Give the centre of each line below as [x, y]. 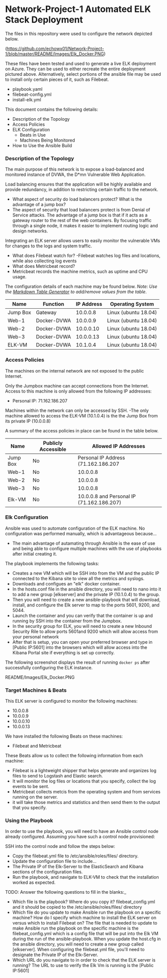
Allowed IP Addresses [119, 446]
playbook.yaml [27, 89]
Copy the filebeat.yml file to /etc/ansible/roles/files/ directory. [75, 856]
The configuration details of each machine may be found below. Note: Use [81, 287]
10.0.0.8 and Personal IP [107, 496]
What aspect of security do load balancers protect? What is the [77, 199]
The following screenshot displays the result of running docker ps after [78, 662]
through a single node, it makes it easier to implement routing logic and [85, 226]
